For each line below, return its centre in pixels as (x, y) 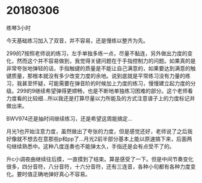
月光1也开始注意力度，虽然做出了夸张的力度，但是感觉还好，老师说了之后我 (99, 131)
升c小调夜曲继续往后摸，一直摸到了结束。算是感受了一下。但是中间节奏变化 (100, 159)
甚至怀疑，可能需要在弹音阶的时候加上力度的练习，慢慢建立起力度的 (106, 83)
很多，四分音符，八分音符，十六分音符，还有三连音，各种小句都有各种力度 (98, 166)
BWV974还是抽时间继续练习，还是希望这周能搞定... (69, 118)
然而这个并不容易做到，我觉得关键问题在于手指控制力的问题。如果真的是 (106, 61)
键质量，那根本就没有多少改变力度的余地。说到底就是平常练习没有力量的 (96, 76)
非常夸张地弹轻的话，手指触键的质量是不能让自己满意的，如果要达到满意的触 (101, 68)
